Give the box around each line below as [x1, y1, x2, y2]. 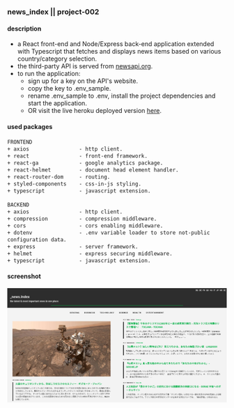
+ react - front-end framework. [7, 153, 148, 160]
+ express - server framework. [7, 243, 139, 250]
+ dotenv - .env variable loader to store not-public [7, 229, 210, 236]
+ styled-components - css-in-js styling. [7, 181, 141, 188]
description [7, 24, 42, 33]
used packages [7, 122, 53, 130]
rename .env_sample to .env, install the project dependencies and [27, 91, 216, 100]
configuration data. [7, 236, 68, 243]
